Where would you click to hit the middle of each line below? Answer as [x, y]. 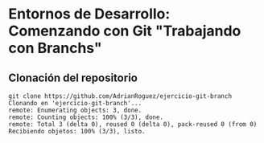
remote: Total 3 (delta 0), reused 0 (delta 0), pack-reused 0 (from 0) [133, 125]
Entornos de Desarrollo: [89, 14]
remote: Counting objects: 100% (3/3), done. [86, 117]
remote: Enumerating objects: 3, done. [75, 110]
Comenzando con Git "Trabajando [125, 31]
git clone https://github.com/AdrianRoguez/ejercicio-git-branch [120, 96]
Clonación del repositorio [73, 78]
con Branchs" [55, 48]
